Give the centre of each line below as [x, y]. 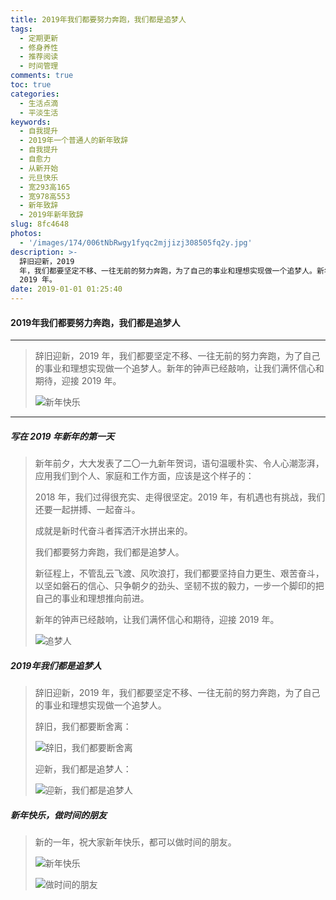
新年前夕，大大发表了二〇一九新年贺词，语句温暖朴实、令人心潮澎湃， [179, 463]
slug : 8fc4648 [40, 224]
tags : [21, 29]
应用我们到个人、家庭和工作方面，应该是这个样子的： [144, 476]
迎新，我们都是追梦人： [83, 769]
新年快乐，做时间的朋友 [58, 815]
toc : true [31, 85]
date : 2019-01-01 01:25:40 [66, 289]
